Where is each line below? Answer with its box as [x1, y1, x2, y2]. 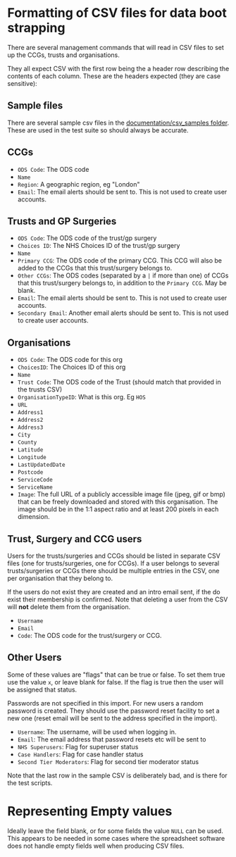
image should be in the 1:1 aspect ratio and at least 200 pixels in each [17, 505, 219, 513]
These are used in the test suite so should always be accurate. [7, 125, 189, 135]
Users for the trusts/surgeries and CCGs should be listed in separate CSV [7, 551, 221, 560]
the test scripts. [7, 778, 53, 787]
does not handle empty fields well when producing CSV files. [7, 842, 185, 850]
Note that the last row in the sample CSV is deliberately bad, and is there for [7, 771, 228, 780]
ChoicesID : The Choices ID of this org [17, 363, 126, 371]
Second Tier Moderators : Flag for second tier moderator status [17, 757, 199, 765]
